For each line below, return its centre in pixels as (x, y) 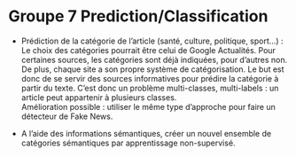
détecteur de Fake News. (67, 116)
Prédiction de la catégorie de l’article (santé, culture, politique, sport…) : (152, 41)
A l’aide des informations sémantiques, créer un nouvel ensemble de (146, 133)
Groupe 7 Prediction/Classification (138, 16)
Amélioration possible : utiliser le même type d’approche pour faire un (148, 106)
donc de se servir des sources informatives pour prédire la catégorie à (150, 78)
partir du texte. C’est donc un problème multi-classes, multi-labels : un (150, 88)
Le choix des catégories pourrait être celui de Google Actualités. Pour (148, 50)
